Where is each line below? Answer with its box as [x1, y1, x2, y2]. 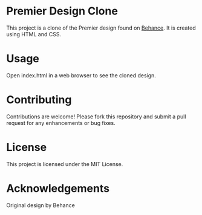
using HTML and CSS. [6, 30, 62, 37]
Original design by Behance [6, 201, 76, 209]
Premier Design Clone [6, 4, 118, 18]
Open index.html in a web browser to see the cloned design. [6, 71, 156, 79]
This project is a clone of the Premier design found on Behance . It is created [6, 24, 197, 31]
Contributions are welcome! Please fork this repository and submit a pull [6, 113, 186, 120]
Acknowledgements [6, 181, 110, 195]
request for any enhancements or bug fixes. [6, 119, 116, 126]
